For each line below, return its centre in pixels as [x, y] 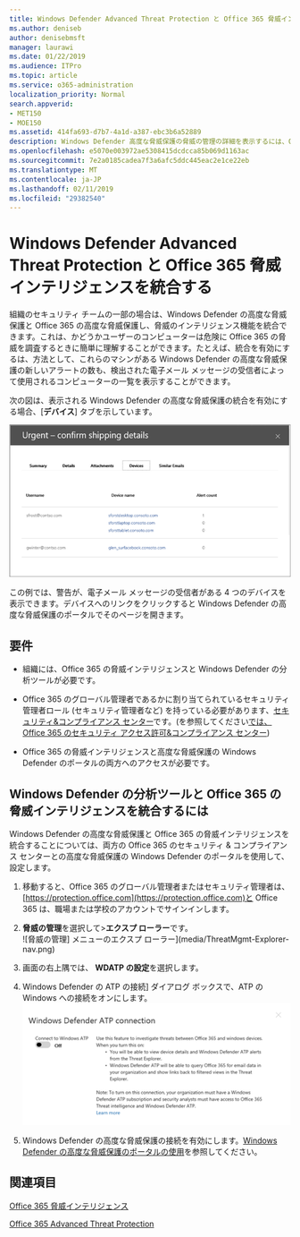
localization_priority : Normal [67, 94]
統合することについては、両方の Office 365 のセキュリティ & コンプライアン [148, 845]
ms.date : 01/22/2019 [48, 57]
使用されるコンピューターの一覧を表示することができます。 [126, 381]
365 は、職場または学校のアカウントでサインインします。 [128, 909]
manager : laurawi [42, 47]
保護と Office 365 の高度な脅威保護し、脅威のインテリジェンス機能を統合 [144, 326]
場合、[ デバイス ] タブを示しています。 [87, 412]
